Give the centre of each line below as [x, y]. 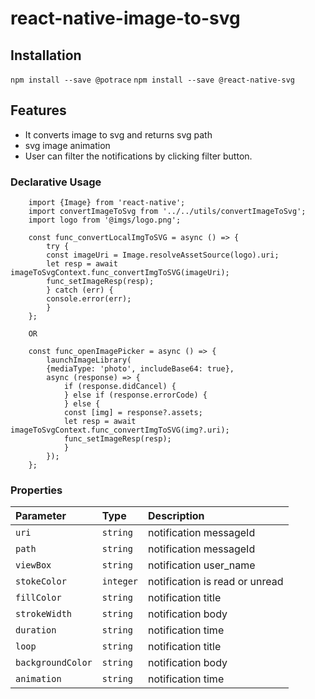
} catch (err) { [80, 290]
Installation [46, 55]
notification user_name [202, 565]
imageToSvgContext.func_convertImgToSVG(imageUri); [120, 273]
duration [36, 630]
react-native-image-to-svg [125, 18]
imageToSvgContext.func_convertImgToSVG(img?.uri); [120, 430]
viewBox [33, 565]
